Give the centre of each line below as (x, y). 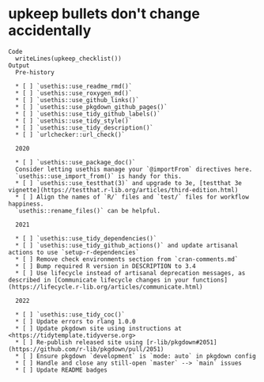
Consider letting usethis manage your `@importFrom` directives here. (134, 169)
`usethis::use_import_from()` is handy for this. (98, 176)
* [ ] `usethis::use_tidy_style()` (74, 121)
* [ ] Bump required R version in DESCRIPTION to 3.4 (106, 266)
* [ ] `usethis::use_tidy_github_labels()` (88, 114)
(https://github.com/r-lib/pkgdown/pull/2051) (86, 349)
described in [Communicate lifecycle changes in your (99, 280)
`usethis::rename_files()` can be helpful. (88, 210)
